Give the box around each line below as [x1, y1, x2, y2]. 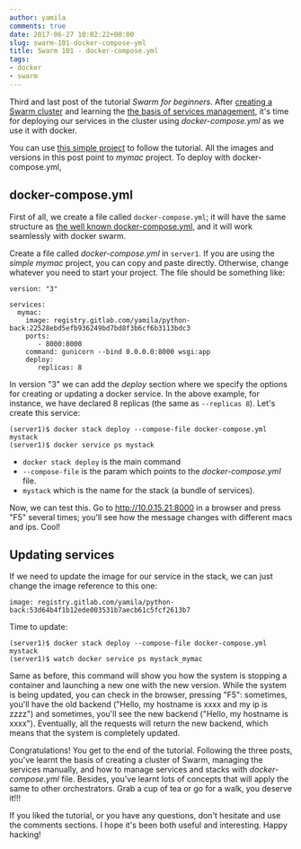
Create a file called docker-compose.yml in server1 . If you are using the [9, 248, 276, 259]
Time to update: [9, 622, 68, 632]
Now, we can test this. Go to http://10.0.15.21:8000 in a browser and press [9, 502, 281, 513]
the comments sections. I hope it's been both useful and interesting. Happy [9, 819, 288, 831]
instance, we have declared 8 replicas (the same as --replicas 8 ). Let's [9, 397, 276, 409]
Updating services [9, 547, 115, 562]
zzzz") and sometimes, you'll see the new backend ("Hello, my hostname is [9, 709, 289, 720]
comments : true [9, 22, 66, 31]
